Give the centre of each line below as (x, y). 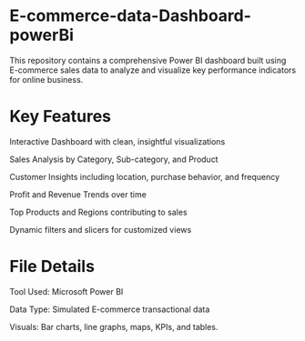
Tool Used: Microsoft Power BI (66, 291)
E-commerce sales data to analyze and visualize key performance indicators (153, 70)
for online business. (46, 79)
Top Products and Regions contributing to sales (99, 212)
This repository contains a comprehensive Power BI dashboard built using (148, 60)
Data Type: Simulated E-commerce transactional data (110, 309)
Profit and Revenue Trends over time (78, 194)
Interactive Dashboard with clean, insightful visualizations (117, 141)
